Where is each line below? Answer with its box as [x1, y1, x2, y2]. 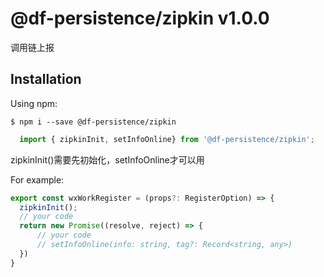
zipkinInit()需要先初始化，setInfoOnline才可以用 [10, 153, 205, 166]
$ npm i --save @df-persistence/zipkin [10, 117, 177, 127]
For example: [10, 173, 65, 186]
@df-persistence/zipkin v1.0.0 [10, 7, 270, 30]
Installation [10, 71, 82, 88]
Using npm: [10, 97, 58, 109]
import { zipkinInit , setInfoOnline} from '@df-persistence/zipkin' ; [19, 134, 315, 144]
